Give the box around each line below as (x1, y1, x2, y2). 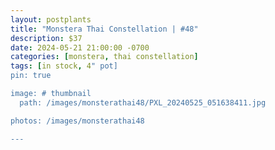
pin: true (10, 71, 52, 81)
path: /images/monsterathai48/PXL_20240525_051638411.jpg (19, 97, 267, 108)
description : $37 (10, 33, 83, 43)
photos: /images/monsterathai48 (10, 116, 145, 126)
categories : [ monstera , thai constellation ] (10, 52, 199, 62)
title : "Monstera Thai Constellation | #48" (10, 24, 199, 34)
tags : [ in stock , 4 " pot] (10, 61, 118, 71)
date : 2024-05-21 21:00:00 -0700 (10, 42, 150, 53)
